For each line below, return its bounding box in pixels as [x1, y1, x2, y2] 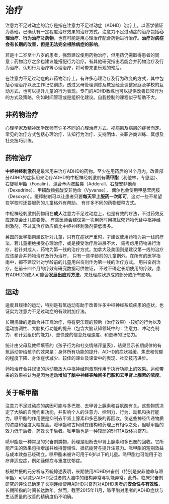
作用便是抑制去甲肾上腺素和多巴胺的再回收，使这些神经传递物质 [31, 415, 164, 422]
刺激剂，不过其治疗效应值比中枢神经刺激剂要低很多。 [5, 223, 116, 229]
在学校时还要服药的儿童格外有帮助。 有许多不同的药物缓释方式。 [5, 199, 139, 206]
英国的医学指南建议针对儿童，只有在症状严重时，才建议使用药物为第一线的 [5, 233, 159, 240]
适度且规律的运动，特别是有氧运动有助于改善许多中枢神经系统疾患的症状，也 [5, 302, 164, 308]
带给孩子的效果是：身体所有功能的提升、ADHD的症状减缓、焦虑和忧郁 [18, 349, 163, 355]
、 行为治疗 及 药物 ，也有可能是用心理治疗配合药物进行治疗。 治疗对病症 [18, 35, 164, 41]
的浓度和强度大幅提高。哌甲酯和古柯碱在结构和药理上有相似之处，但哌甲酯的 [5, 422, 164, 428]
